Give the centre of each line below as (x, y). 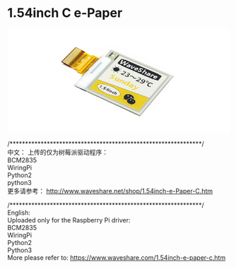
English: (19, 213)
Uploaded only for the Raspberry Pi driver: (69, 220)
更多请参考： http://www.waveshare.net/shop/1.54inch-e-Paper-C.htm (110, 191)
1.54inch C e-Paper (65, 13)
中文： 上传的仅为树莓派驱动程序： (58, 153)
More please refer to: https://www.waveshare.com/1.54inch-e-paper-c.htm (117, 258)
